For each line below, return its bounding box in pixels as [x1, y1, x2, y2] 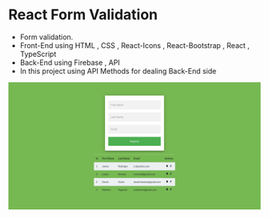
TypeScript [19, 49, 57, 59]
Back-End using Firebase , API [19, 58, 120, 67]
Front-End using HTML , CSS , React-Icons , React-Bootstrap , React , [19, 40, 250, 50]
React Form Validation [8, 6, 159, 24]
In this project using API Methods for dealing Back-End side [19, 66, 217, 75]
